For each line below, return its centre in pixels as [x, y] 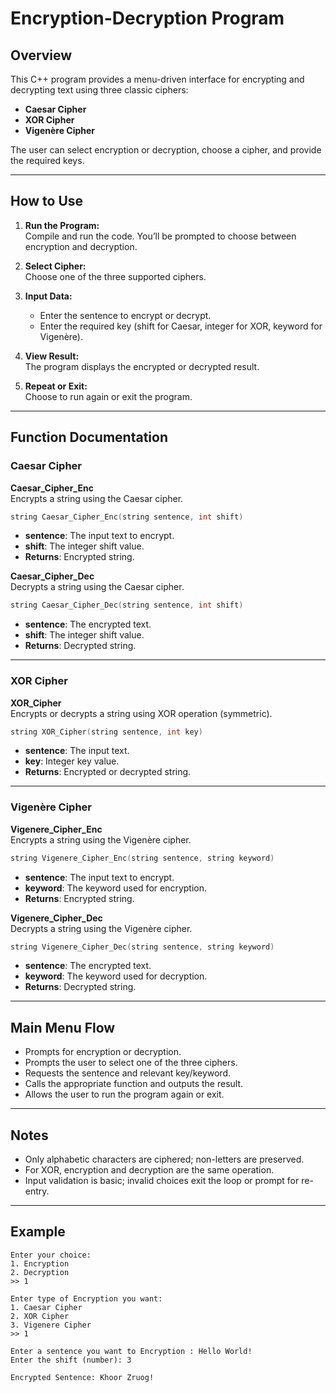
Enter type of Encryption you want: [86, 1298]
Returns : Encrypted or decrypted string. [108, 772]
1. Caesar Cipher [46, 1307]
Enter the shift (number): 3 [71, 1360]
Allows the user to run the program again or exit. [124, 1094]
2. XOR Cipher [40, 1316]
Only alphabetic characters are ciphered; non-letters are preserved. [164, 1159]
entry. [37, 1191]
